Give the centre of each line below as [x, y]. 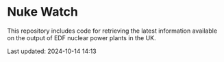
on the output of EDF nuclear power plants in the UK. [82, 37]
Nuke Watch [43, 12]
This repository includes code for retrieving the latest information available [112, 31]
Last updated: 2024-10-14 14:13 [52, 51]
